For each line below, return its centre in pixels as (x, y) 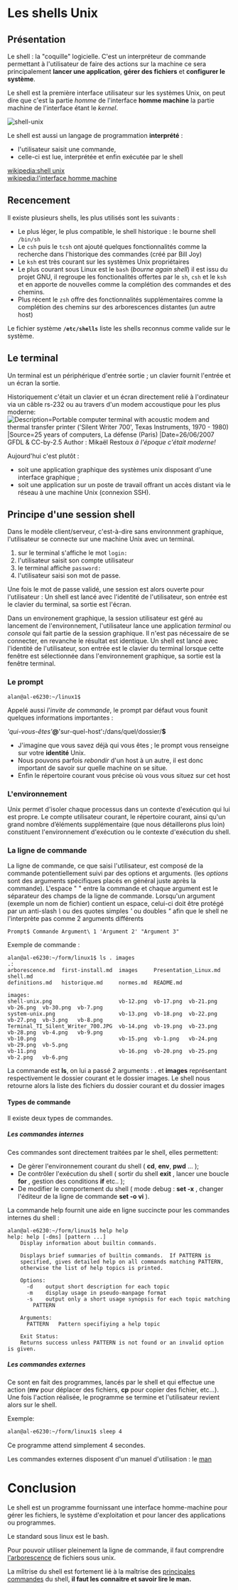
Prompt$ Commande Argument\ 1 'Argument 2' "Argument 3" (93, 932)
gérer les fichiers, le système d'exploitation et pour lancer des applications (117, 1515)
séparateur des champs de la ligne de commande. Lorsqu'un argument (111, 896)
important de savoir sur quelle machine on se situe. (93, 768)
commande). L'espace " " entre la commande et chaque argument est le (113, 889)
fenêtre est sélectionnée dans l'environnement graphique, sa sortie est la (114, 656)
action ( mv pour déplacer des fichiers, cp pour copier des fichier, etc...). (113, 1390)
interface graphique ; (48, 477)
